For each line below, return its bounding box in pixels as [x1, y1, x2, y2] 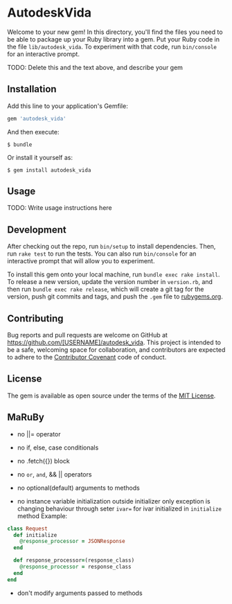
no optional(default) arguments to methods [17, 483, 140, 492]
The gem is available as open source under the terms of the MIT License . [7, 391, 216, 400]
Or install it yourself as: [7, 153, 73, 161]
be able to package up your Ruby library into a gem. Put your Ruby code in [7, 35, 220, 43]
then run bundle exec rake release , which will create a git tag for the [7, 285, 204, 294]
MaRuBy [7, 411, 45, 423]
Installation [7, 83, 57, 95]
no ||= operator [17, 429, 61, 438]
